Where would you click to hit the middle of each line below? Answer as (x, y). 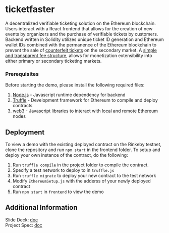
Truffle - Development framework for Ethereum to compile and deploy (85, 100)
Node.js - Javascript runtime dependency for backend (69, 95)
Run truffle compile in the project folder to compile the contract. (80, 165)
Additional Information (41, 207)
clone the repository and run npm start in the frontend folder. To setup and (83, 150)
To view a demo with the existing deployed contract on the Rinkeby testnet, (83, 145)
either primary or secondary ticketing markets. (53, 61)
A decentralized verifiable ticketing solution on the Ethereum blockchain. (81, 23)
